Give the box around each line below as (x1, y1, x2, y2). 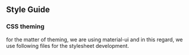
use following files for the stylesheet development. (6, 42, 129, 49)
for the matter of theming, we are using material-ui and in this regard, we (6, 35, 183, 43)
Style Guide (6, 5, 50, 15)
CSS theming (6, 22, 45, 31)
